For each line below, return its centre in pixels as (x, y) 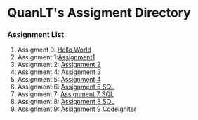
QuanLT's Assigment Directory (99, 13)
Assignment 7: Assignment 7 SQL (66, 94)
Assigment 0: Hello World (54, 50)
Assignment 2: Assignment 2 (59, 65)
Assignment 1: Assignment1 (56, 57)
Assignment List (36, 35)
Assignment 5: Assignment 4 (59, 80)
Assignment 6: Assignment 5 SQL (66, 87)
